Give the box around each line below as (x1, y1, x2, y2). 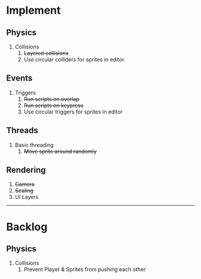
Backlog (6, 220, 48, 234)
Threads (6, 125, 39, 136)
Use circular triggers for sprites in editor (23, 108, 123, 115)
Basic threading (14, 141, 54, 148)
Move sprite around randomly (23, 148, 97, 155)
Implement (6, 4, 61, 17)
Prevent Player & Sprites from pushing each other (23, 266, 146, 273)
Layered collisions (23, 50, 69, 57)
